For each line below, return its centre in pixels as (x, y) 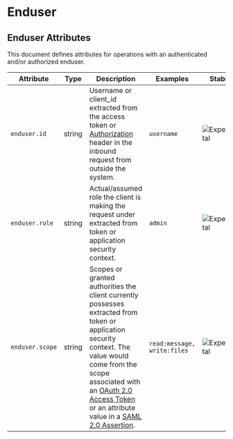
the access (107, 117)
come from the (113, 364)
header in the (111, 143)
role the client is (115, 197)
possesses (107, 304)
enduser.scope (34, 347)
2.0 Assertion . (112, 425)
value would (109, 356)
